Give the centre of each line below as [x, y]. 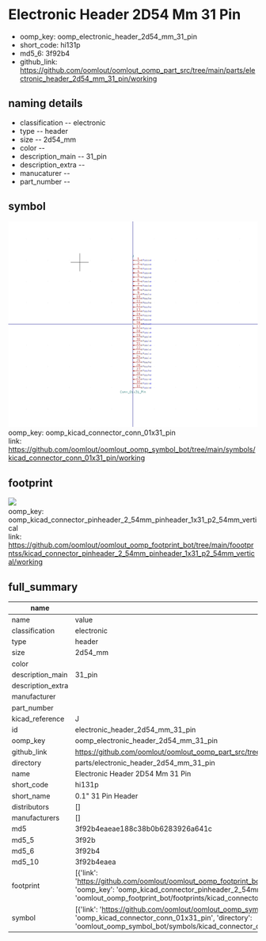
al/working [26, 562]
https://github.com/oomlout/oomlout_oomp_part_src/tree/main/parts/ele [137, 70]
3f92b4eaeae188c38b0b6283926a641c [143, 829]
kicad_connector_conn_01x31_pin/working [76, 458]
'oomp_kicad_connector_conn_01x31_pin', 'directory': [163, 917]
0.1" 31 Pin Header [106, 796]
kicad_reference [38, 718]
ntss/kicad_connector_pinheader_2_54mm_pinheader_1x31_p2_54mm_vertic [132, 554]
